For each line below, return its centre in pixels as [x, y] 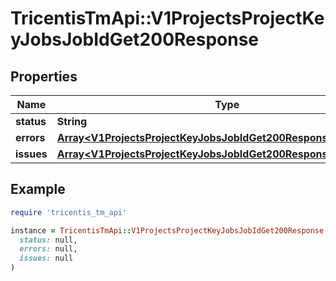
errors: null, [48, 249]
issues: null [46, 258]
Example [38, 189]
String [72, 121]
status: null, [48, 240]
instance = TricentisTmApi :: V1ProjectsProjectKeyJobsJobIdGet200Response [167, 230]
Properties [44, 76]
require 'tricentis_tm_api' [69, 212]
